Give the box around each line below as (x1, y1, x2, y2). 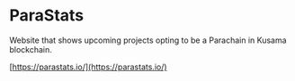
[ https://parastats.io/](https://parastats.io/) (9, 61, 168, 72)
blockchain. (9, 44, 52, 54)
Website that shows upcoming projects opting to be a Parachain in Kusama (9, 35, 287, 45)
